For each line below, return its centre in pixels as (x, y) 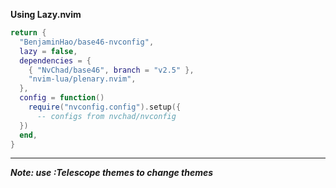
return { (28, 33)
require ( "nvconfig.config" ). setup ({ (105, 107)
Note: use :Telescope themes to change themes (112, 173)
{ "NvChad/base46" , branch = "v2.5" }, (111, 70)
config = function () (62, 98)
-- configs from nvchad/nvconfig (106, 116)
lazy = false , (48, 51)
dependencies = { (55, 60)
